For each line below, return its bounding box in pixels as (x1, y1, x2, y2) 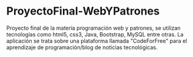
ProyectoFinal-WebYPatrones (6, 4, 160, 18)
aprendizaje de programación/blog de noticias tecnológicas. (6, 44, 158, 51)
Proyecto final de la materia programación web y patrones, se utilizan (6, 24, 181, 32)
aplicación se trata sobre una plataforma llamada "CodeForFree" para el (6, 37, 188, 44)
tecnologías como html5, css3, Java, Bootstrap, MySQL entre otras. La (6, 30, 184, 38)
